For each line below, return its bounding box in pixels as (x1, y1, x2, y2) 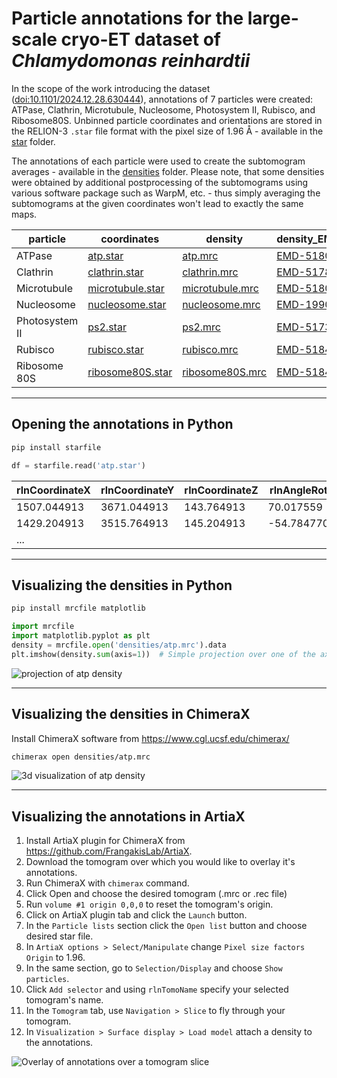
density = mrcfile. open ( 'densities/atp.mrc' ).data (11, 640, 227, 650)
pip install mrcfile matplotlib (11, 603, 146, 614)
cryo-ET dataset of (60, 28, 221, 51)
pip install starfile (11, 442, 102, 452)
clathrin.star (87, 265, 144, 279)
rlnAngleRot (269, 483, 328, 497)
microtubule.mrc (182, 281, 259, 295)
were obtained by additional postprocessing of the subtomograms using (11, 176, 309, 188)
